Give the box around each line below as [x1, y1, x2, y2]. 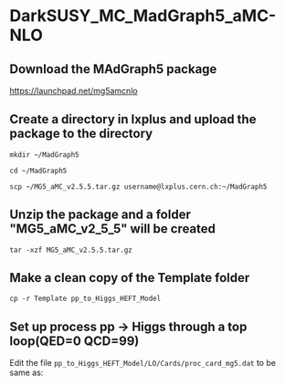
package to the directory [9, 126, 153, 141]
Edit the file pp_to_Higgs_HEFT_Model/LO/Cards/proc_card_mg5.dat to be [9, 358, 277, 369]
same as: [9, 367, 44, 379]
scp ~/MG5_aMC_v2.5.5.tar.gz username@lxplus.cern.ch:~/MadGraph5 [9, 182, 268, 192]
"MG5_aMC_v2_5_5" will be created [9, 221, 216, 237]
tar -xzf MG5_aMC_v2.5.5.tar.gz [9, 245, 132, 255]
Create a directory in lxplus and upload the [9, 111, 257, 128]
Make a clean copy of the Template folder [9, 270, 250, 286]
